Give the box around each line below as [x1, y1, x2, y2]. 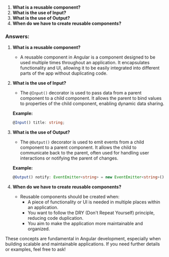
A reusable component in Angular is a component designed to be [20, 54, 155, 60]
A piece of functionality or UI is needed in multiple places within [27, 199, 160, 205]
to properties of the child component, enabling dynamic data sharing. [20, 100, 164, 107]
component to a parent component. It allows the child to [20, 144, 137, 150]
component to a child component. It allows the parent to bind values [20, 95, 162, 101]
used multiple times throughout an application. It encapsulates [20, 60, 150, 66]
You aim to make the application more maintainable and [27, 221, 143, 227]
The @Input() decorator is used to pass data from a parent [20, 90, 142, 96]
